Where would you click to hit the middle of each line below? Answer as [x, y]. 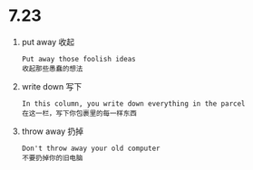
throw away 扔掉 [53, 131]
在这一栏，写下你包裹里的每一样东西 [79, 113]
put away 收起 [48, 42]
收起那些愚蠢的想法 [52, 69]
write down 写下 [52, 86]
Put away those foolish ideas [79, 59]
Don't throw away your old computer [91, 148]
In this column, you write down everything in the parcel [133, 104]
